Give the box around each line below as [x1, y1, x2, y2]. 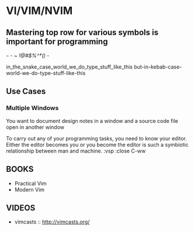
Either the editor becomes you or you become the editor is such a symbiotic [6, 141, 189, 148]
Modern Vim [14, 186, 45, 193]
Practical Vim [14, 180, 47, 187]
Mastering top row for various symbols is [6, 27, 159, 37]
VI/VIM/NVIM [6, 4, 73, 18]
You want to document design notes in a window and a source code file [6, 117, 178, 124]
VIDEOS [6, 203, 36, 213]
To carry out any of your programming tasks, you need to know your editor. [6, 135, 187, 142]
